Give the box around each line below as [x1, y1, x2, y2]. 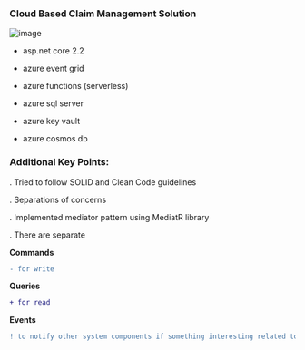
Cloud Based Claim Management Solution [9, 7, 197, 20]
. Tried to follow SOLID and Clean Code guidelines [9, 176, 197, 188]
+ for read [9, 298, 51, 307]
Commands [9, 247, 54, 258]
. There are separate [9, 229, 86, 240]
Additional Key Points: [9, 156, 110, 169]
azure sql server [22, 98, 84, 109]
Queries [9, 280, 41, 292]
